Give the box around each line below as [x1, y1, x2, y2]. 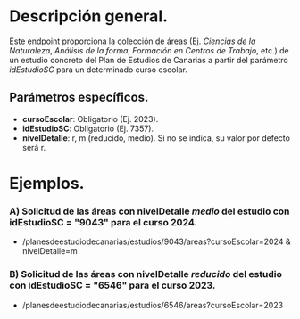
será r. [21, 142, 46, 152]
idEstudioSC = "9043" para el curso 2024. [9, 216, 198, 228]
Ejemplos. [9, 173, 85, 193]
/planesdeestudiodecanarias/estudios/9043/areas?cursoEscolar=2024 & [21, 236, 292, 247]
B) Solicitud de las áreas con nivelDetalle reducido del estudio [9, 268, 283, 281]
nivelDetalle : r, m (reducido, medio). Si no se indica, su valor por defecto [21, 132, 290, 143]
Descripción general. [9, 6, 168, 27]
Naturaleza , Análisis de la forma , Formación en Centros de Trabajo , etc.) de [9, 45, 289, 55]
